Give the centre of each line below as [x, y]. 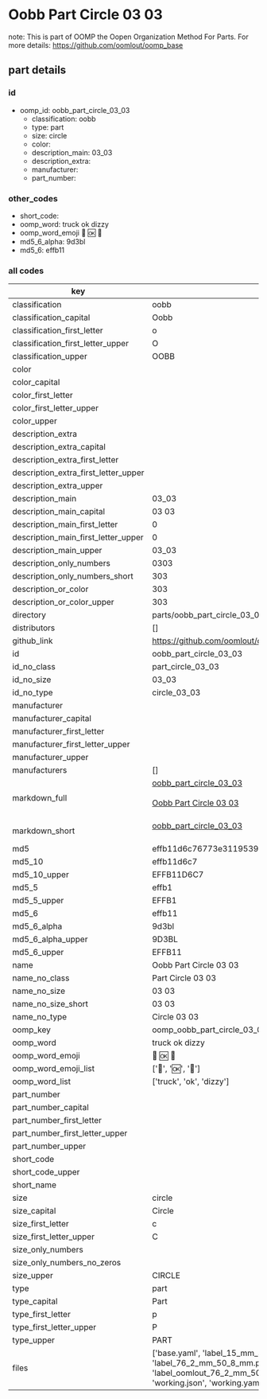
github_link [33, 641]
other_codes [33, 198]
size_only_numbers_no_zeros [67, 1263]
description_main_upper [57, 551]
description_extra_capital [59, 447]
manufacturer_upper [50, 758]
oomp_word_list [42, 1081]
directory [29, 615]
